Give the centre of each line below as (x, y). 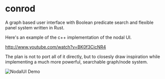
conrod (20, 9)
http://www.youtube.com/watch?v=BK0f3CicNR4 (56, 47)
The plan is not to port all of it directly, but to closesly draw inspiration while (83, 56)
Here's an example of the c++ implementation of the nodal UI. (68, 37)
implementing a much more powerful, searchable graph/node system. (77, 62)
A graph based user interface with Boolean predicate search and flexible (80, 22)
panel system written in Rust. (35, 27)
